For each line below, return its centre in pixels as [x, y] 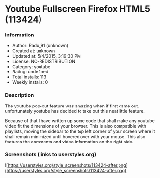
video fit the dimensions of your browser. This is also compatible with [76, 126]
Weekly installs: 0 [30, 82]
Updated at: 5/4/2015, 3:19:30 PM [47, 56]
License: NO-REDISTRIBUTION [44, 61]
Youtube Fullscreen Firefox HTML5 [78, 9]
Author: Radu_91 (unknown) [40, 46]
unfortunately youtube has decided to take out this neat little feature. [75, 111]
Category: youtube [31, 67]
